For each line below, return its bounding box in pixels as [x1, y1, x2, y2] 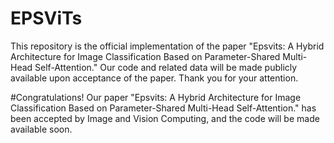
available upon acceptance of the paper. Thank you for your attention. [10, 72, 299, 84]
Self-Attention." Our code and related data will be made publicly [34, 61, 298, 73]
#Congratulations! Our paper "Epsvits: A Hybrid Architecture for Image [10, 91, 302, 103]
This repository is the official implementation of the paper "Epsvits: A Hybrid [10, 40, 325, 52]
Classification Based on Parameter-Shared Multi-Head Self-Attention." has [10, 102, 317, 114]
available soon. [10, 123, 73, 135]
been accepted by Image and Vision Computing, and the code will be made [10, 112, 320, 124]
